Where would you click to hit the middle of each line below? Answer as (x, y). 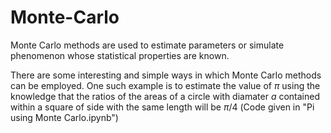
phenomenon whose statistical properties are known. (120, 55)
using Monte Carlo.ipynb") (64, 117)
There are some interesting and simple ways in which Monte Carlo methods (166, 75)
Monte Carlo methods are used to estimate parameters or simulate (147, 45)
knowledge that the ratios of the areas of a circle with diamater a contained (165, 96)
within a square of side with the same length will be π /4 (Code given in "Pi (162, 107)
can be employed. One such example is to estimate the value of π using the (165, 85)
